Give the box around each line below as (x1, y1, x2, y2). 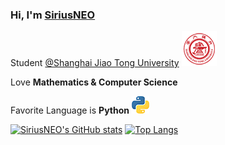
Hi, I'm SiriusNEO (10, 8, 96, 22)
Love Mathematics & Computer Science (10, 76, 178, 88)
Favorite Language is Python (10, 104, 130, 117)
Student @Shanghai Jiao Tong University (10, 57, 180, 69)
